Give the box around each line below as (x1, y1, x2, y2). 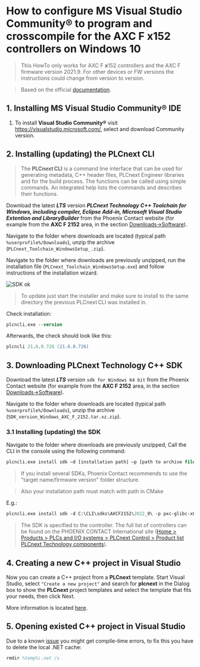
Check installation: (6, 310, 52, 317)
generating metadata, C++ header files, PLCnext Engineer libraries (20, 171, 185, 178)
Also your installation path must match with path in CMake (20, 488, 164, 495)
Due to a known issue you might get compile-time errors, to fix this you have (6, 637, 193, 644)
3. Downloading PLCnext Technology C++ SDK (6, 360, 183, 370)
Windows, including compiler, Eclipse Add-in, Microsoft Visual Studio (6, 208, 183, 215)
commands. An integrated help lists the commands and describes (20, 183, 182, 191)
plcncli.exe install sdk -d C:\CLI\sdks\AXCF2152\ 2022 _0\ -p (6, 511, 161, 517)
